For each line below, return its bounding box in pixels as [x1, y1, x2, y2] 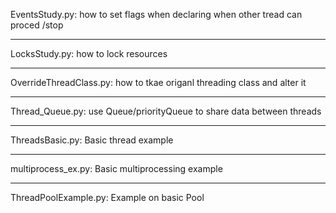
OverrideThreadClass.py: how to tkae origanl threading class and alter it [10, 77, 307, 88]
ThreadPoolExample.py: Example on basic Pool [10, 192, 205, 203]
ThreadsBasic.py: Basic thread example [10, 134, 174, 146]
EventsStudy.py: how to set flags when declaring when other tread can [10, 9, 303, 20]
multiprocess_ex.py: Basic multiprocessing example [10, 163, 223, 174]
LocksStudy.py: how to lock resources [10, 48, 168, 59]
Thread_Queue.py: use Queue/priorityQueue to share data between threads [10, 105, 322, 117]
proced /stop [10, 19, 64, 31]
